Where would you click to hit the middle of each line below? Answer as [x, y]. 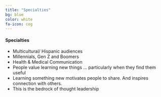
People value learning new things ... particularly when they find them [84, 67]
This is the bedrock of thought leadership [56, 89]
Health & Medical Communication [47, 62]
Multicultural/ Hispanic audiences [47, 52]
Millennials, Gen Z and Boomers [46, 57]
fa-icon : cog [19, 24]
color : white [19, 19]
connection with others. [37, 83]
